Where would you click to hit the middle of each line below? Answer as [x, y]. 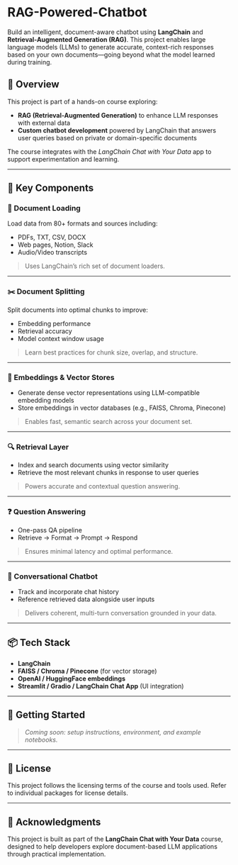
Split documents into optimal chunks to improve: [78, 310]
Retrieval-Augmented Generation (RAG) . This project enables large [107, 39]
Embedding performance [54, 323]
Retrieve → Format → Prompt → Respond [78, 537]
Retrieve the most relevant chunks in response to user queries [108, 473]
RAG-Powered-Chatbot [77, 12]
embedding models [46, 401]
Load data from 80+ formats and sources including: [83, 223]
